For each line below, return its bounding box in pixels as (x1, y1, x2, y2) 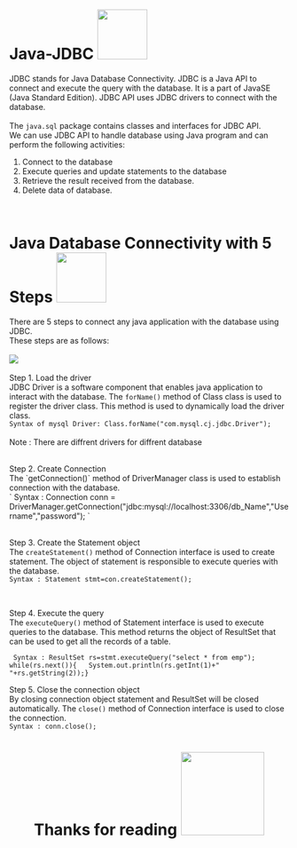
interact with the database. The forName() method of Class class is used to (9, 391, 282, 401)
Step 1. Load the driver (9, 372, 91, 383)
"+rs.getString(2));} (9, 669, 90, 678)
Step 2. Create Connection (9, 463, 106, 474)
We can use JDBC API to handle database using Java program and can (9, 130, 269, 140)
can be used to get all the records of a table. (9, 636, 171, 646)
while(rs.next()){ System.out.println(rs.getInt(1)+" (9, 661, 220, 670)
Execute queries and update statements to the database (21, 165, 228, 177)
